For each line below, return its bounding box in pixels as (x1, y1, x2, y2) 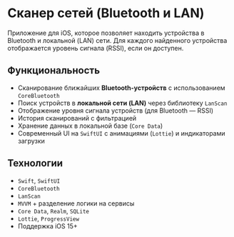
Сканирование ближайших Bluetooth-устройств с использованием (17, 84, 226, 92)
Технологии (7, 157, 63, 169)
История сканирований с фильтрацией (17, 114, 137, 122)
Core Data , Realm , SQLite (17, 206, 89, 215)
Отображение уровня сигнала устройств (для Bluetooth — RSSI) (17, 106, 214, 115)
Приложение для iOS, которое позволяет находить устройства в (7, 29, 205, 37)
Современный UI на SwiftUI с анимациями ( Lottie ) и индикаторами (17, 128, 226, 137)
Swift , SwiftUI (17, 176, 61, 185)
